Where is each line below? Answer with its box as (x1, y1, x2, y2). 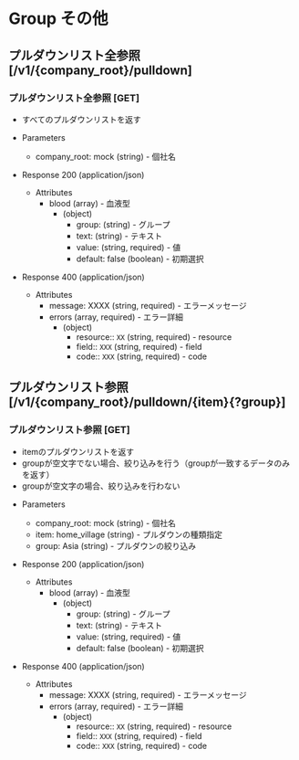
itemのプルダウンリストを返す (21, 446, 135, 457)
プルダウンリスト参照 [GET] (8, 424, 130, 437)
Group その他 (8, 8, 108, 29)
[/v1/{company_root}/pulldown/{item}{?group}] (8, 395, 286, 410)
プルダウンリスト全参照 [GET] (8, 91, 140, 104)
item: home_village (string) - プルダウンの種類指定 (35, 529, 222, 540)
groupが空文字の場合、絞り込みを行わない (21, 480, 180, 491)
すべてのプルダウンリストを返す (21, 113, 142, 124)
